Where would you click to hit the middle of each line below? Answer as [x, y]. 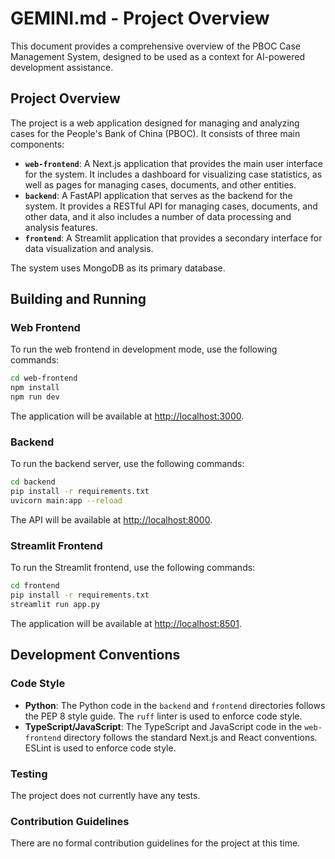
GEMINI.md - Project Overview [140, 18]
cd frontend [35, 586]
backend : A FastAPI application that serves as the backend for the [158, 195]
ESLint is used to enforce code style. [100, 748]
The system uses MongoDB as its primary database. [118, 268]
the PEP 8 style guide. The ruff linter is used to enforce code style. [163, 716]
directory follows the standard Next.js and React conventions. [190, 737]
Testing [29, 774]
